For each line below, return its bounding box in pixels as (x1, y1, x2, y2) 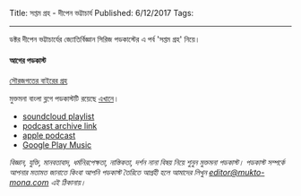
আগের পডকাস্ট (9, 55, 47, 65)
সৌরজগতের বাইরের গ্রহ (9, 75, 68, 86)
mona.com (9, 177, 49, 188)
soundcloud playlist (21, 111, 95, 122)
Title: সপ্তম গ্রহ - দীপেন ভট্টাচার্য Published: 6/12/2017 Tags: (9, 8, 194, 18)
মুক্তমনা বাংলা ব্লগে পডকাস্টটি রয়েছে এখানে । (9, 93, 119, 104)
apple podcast (21, 130, 76, 141)
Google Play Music (21, 140, 92, 150)
